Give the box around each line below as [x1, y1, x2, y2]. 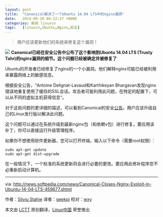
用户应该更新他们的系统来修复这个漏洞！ [16, 39, 98, 45]
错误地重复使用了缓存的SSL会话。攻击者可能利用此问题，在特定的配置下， [5, 89, 153, 94]
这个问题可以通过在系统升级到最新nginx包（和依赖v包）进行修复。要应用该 [5, 121, 155, 127]
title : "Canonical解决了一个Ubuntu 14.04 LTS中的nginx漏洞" [5, 12, 125, 17]
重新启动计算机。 [9, 167, 44, 173]
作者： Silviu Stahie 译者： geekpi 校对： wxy [5, 197, 92, 202]
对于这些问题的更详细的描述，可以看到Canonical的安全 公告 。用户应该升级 [5, 105, 153, 111]
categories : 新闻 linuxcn [5, 20, 56, 26]
